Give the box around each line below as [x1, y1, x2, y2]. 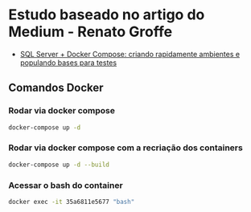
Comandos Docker [8, 81, 104, 95]
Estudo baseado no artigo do [8, 6, 205, 24]
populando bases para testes [19, 58, 117, 67]
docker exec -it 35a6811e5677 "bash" [8, 198, 135, 206]
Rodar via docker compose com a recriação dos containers [8, 142, 243, 153]
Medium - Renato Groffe [8, 22, 173, 41]
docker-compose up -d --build [8, 161, 110, 169]
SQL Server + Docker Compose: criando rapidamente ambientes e [19, 49, 240, 59]
